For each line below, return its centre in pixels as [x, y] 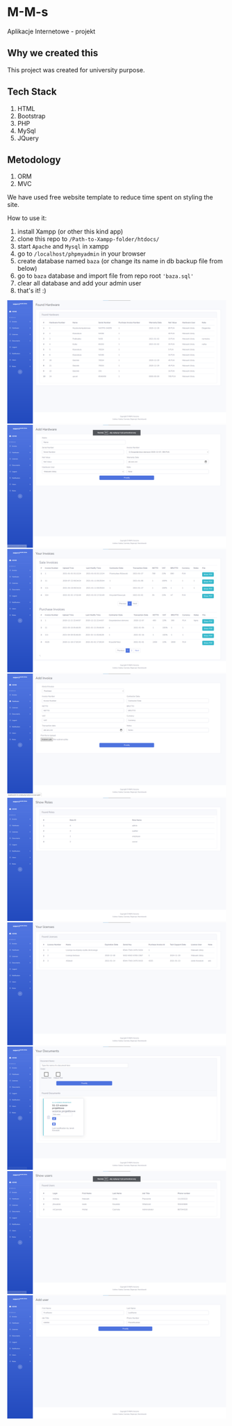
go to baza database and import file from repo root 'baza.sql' [106, 276]
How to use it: [27, 218]
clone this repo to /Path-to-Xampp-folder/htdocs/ [88, 239]
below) [27, 269]
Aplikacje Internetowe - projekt [51, 31]
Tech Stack [32, 92]
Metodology [34, 159]
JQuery [28, 138]
